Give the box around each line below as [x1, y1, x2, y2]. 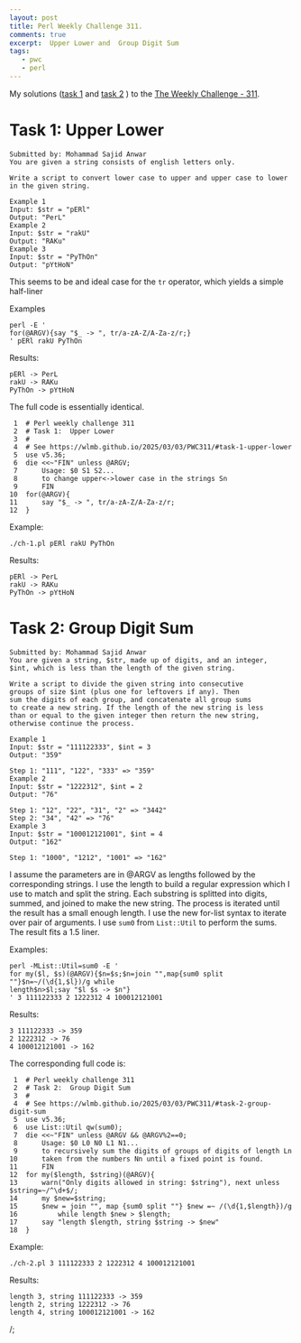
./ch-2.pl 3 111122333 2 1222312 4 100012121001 [9, 1258, 196, 1268]
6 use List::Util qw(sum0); [13, 1123, 123, 1132]
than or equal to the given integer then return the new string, [9, 710, 260, 720]
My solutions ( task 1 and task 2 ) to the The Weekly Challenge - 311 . [9, 88, 260, 99]
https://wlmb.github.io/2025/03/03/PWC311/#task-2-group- [49, 1098, 272, 1108]
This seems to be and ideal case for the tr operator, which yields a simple [9, 276, 284, 287]
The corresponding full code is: [9, 1058, 126, 1069]
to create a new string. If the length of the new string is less [9, 703, 264, 712]
